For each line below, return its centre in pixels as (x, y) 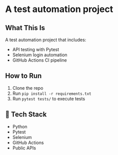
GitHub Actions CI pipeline (39, 60)
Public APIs (24, 148)
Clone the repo (28, 88)
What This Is (25, 28)
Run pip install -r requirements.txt (52, 93)
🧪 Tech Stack (26, 115)
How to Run (23, 76)
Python (20, 126)
